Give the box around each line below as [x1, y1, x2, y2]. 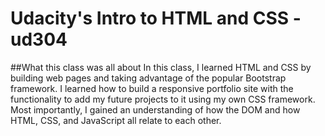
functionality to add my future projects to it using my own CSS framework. [10, 93, 316, 105]
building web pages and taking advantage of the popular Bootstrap [10, 72, 287, 84]
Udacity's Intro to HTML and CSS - [10, 7, 302, 30]
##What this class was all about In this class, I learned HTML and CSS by [10, 61, 312, 73]
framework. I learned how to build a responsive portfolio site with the [10, 82, 294, 94]
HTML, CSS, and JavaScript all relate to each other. [10, 114, 222, 126]
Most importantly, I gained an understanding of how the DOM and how [10, 103, 301, 116]
